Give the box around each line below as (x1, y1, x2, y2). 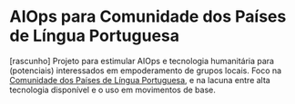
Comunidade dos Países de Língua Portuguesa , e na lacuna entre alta (9, 74, 270, 85)
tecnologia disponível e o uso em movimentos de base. (9, 84, 217, 95)
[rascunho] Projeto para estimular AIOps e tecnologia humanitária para (9, 55, 275, 66)
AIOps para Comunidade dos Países (9, 6, 287, 27)
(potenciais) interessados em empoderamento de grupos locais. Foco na (9, 65, 282, 76)
